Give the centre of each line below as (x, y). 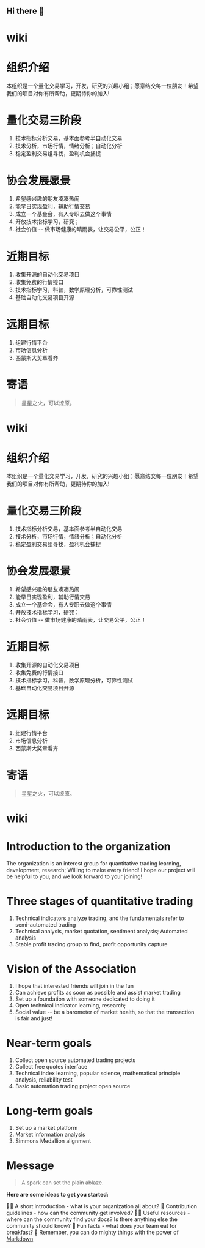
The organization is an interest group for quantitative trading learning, (94, 864)
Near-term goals (49, 1043)
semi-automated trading (45, 925)
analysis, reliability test (44, 1079)
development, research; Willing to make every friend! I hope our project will (101, 870)
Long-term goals (50, 1111)
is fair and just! (34, 1018)
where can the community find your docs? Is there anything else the (92, 1219)
